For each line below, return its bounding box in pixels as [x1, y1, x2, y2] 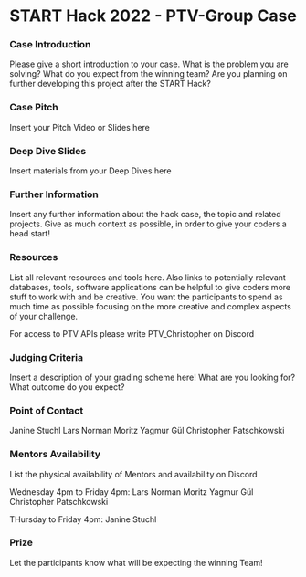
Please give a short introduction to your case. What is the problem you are [9, 58, 290, 69]
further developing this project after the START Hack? [9, 79, 212, 89]
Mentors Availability [9, 448, 101, 461]
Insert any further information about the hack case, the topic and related [9, 209, 281, 220]
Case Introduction [9, 38, 91, 51]
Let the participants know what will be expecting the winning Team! [9, 557, 263, 568]
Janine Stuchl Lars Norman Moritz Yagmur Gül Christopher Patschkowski [9, 425, 285, 436]
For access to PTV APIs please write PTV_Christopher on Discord [9, 328, 255, 339]
